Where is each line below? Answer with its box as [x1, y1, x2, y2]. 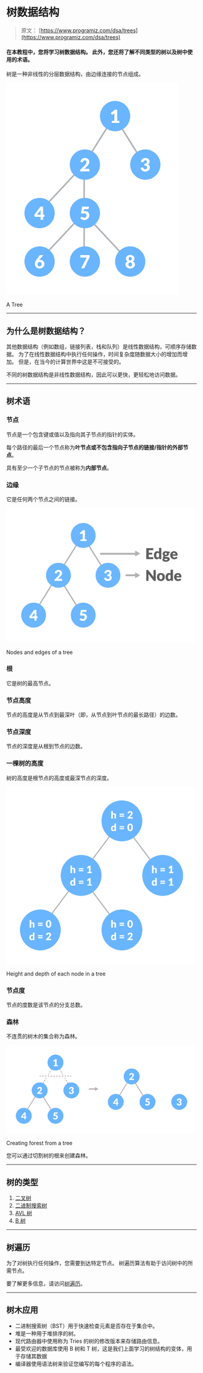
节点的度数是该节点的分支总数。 [6, 1001, 86, 1009]
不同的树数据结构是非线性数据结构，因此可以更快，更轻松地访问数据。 [6, 371, 181, 378]
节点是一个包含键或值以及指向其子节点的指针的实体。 [6, 431, 139, 438]
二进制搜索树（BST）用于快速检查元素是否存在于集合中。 [14, 1322, 158, 1329]
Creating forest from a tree [6, 1140, 73, 1147]
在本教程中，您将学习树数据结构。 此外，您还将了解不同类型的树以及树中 [6, 48, 188, 55]
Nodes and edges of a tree [6, 648, 73, 656]
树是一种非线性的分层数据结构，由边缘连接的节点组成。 [6, 70, 144, 78]
